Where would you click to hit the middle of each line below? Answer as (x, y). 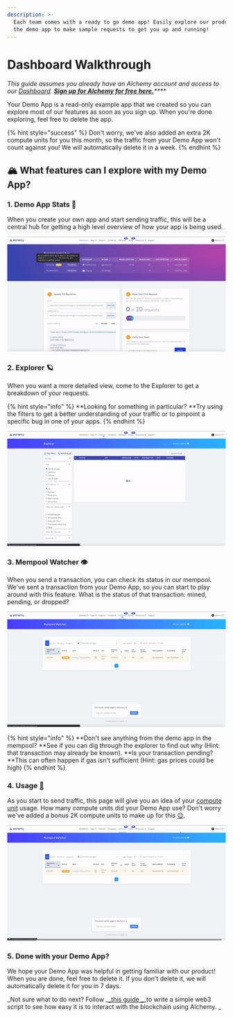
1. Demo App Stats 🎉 (42, 204)
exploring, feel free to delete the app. (60, 119)
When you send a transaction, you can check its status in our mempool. (110, 580)
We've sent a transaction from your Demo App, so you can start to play (109, 587)
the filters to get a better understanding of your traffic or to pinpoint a (106, 414)
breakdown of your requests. (49, 393)
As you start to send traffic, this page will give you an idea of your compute (114, 801)
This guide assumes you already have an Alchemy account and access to (113, 84)
